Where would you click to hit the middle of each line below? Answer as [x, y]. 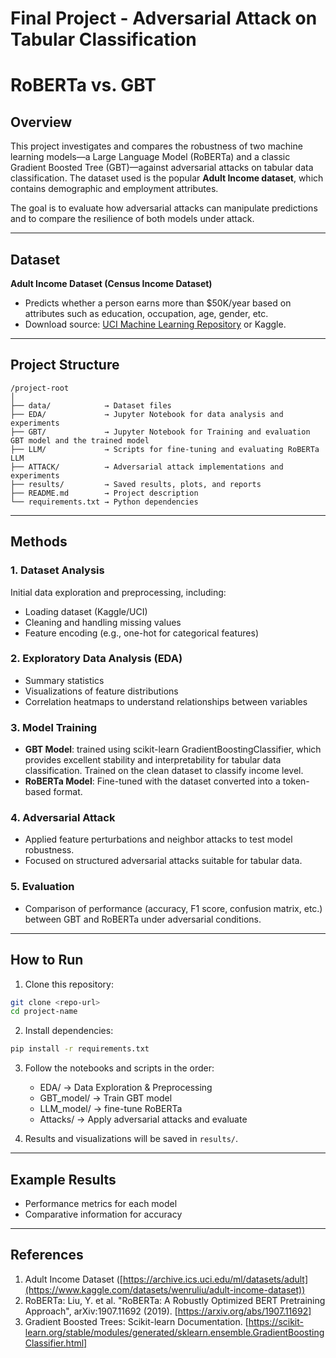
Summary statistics [64, 680]
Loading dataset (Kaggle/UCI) [86, 611]
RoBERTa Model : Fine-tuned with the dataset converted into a [152, 781]
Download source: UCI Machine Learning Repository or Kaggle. [155, 324]
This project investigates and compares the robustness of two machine [156, 146]
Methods [39, 542]
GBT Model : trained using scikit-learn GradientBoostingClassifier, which [173, 749]
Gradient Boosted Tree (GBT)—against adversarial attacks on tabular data [162, 168]
